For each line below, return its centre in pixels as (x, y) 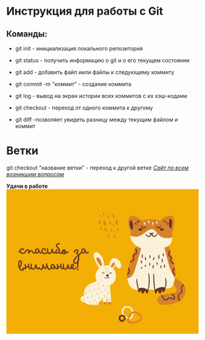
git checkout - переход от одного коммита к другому (84, 108)
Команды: (27, 34)
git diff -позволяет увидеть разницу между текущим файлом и (96, 120)
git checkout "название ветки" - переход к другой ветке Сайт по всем (98, 168)
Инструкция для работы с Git (85, 11)
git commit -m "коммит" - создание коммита (73, 84)
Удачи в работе (27, 186)
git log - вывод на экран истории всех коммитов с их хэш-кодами (101, 96)
